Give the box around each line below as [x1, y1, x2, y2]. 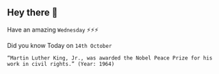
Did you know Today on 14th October [7, 41, 112, 49]
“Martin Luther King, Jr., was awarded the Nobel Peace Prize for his [7, 54, 213, 62]
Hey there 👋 [7, 7, 58, 18]
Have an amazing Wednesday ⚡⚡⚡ [7, 25, 99, 34]
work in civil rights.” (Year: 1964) [7, 60, 115, 67]
